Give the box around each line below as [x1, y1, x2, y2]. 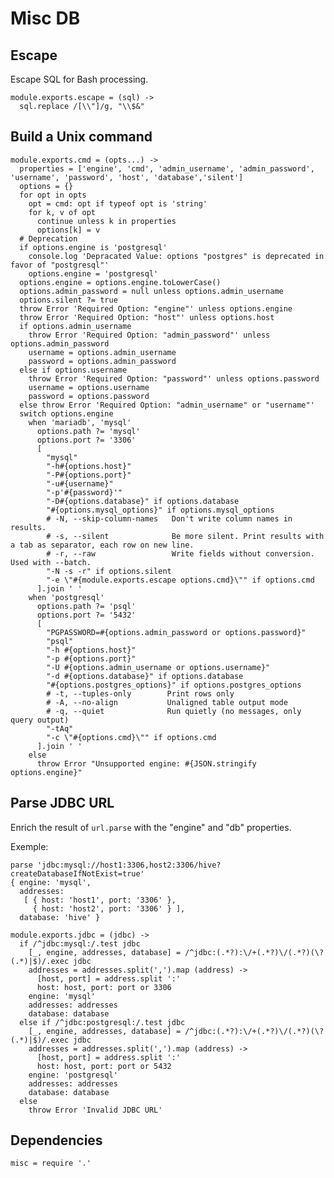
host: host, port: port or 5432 [36, 1061, 172, 1071]
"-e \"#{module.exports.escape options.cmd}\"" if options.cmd [46, 575, 315, 585]
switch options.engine [19, 408, 114, 419]
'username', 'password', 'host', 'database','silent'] [10, 172, 244, 182]
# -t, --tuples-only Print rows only [46, 688, 235, 699]
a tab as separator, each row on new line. [10, 540, 195, 550]
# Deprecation [19, 233, 78, 244]
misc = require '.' [10, 1158, 92, 1169]
